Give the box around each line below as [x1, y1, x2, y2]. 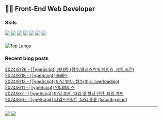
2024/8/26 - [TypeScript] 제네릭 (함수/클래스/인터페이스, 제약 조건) [5, 66, 134, 72]
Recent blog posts [5, 55, 49, 62]
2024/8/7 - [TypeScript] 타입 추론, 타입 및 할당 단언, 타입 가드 [5, 90, 124, 96]
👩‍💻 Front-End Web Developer [5, 5, 95, 13]
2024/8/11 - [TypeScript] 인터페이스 [5, 84, 75, 90]
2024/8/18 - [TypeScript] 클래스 [5, 72, 68, 78]
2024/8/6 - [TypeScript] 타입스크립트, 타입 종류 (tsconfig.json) [5, 96, 128, 102]
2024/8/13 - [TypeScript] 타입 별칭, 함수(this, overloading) [5, 78, 120, 84]
